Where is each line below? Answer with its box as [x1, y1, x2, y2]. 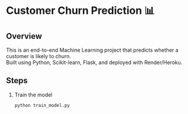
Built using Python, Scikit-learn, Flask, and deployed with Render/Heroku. [6, 59, 183, 66]
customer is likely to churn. [6, 53, 71, 59]
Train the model [14, 91, 53, 98]
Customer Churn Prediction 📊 [6, 4, 155, 17]
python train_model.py [14, 102, 70, 108]
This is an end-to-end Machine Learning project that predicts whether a [6, 47, 179, 54]
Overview [6, 31, 43, 41]
